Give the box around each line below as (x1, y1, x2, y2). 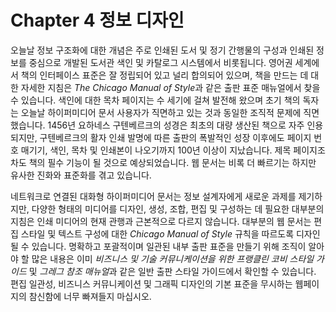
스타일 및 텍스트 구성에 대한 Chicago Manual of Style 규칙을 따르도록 (20, 227, 295, 240)
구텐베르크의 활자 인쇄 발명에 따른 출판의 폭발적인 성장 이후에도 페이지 (39, 131, 312, 143)
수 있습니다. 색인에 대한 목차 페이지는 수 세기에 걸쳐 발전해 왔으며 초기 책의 (10, 94, 301, 106)
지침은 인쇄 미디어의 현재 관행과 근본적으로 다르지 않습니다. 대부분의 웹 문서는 (10, 215, 312, 227)
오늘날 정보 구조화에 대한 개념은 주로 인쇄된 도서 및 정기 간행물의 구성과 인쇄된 (10, 44, 315, 56)
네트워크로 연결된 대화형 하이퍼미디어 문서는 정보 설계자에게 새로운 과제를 (10, 190, 297, 202)
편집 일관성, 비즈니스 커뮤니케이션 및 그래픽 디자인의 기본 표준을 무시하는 (10, 277, 293, 290)
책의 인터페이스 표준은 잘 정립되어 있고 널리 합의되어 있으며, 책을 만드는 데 (20, 69, 309, 81)
